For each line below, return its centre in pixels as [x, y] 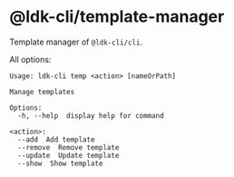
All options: [30, 59]
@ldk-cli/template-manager [117, 17]
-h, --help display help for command [91, 115]
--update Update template [68, 155]
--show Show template [60, 163]
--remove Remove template [68, 147]
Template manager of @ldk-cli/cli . [76, 42]
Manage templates [42, 92]
